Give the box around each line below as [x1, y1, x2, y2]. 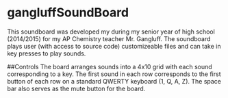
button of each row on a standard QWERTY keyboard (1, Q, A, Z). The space [7, 77, 221, 85]
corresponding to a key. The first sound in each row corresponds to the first [7, 70, 221, 78]
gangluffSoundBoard [7, 5, 129, 21]
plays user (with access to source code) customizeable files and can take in [7, 42, 221, 50]
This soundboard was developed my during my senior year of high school [7, 27, 216, 36]
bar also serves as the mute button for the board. [7, 84, 146, 93]
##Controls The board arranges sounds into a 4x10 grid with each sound [7, 62, 212, 71]
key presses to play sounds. [7, 49, 86, 58]
